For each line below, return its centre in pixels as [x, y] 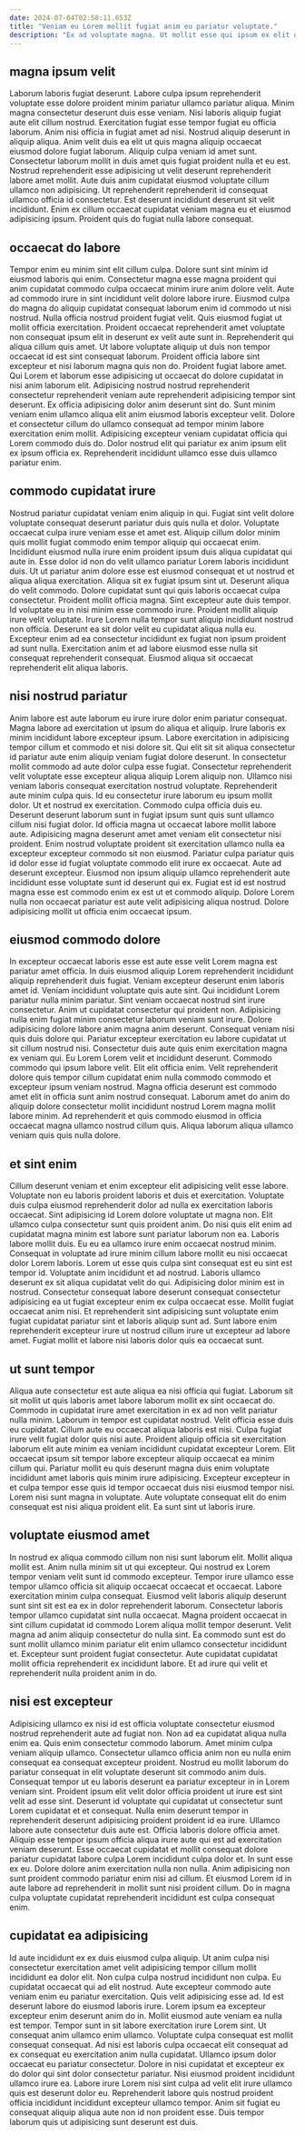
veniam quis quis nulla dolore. [65, 1135]
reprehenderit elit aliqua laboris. [69, 667]
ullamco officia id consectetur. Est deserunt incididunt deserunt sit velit [142, 200]
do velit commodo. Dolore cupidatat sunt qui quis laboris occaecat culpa [145, 590]
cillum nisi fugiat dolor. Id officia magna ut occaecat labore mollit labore [143, 824]
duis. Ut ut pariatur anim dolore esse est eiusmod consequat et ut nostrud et [152, 571]
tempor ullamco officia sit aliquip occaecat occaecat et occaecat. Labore [146, 1586]
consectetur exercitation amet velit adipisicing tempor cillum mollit [133, 1967]
